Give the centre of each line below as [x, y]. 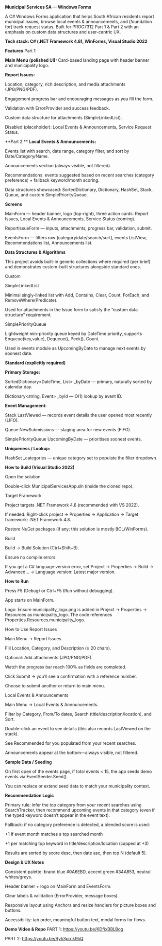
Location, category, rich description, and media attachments [65, 84]
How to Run [17, 581]
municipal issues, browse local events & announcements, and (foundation [79, 22]
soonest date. [19, 353]
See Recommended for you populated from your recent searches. [71, 743]
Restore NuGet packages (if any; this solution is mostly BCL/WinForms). [77, 529]
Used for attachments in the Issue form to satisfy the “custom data [72, 310]
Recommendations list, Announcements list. [49, 243]
